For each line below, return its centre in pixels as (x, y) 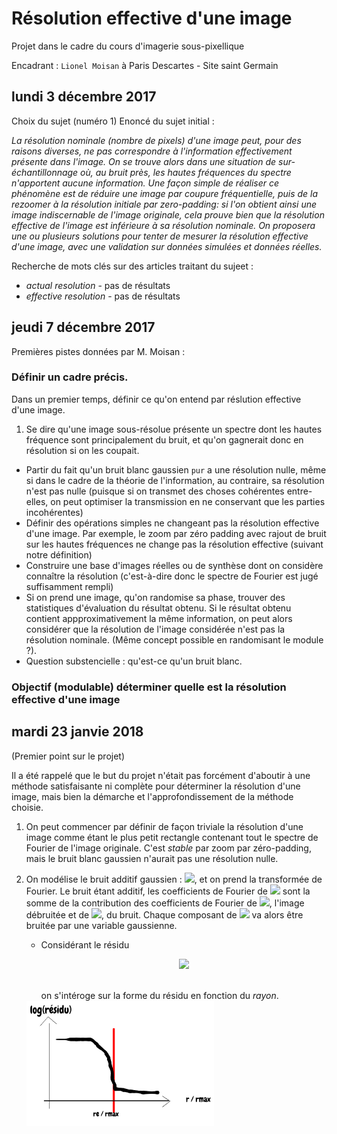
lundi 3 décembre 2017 (84, 97)
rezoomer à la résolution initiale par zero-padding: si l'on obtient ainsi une (164, 204)
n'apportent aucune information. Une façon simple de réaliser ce (145, 183)
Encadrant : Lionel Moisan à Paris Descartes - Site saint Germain (145, 65)
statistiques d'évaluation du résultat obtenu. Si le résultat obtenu (158, 608)
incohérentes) (54, 512)
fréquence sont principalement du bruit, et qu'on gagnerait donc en (164, 439)
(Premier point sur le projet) (68, 756)
